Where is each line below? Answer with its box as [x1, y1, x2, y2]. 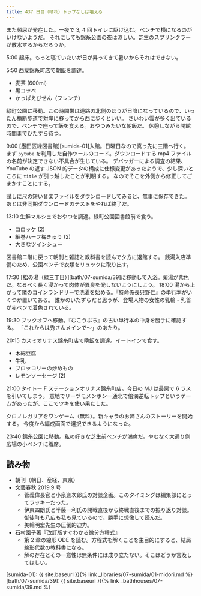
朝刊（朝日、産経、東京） [14, 477, 79, 484]
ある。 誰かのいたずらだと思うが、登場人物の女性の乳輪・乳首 [37, 296, 191, 303]
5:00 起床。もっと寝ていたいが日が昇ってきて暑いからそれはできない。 [6, 53, 182, 61]
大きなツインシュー [14, 241, 63, 248]
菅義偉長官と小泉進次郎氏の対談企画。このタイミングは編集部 [23, 492, 177, 499]
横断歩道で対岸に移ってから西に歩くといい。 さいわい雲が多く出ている [16, 115, 192, 122]
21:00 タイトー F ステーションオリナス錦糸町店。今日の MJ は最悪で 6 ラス [6, 385, 191, 392]
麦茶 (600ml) [14, 79, 47, 86]
